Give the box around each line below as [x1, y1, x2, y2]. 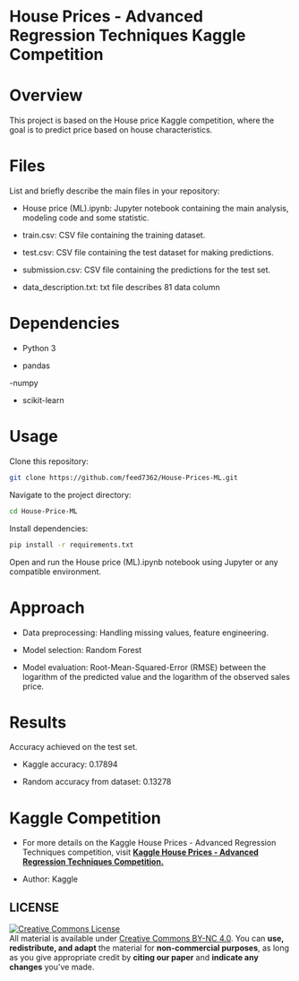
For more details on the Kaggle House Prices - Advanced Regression [21, 838, 277, 848]
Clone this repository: [9, 455, 90, 467]
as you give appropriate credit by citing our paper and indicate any [9, 952, 260, 963]
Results [9, 712, 67, 732]
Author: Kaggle [21, 873, 79, 884]
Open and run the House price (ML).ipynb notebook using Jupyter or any [9, 556, 279, 567]
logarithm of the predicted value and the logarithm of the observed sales [21, 671, 291, 682]
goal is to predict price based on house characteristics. [9, 125, 213, 135]
